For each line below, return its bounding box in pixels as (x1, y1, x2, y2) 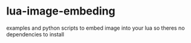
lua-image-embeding (6, 4, 116, 18)
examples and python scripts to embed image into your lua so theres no (6, 24, 186, 31)
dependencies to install (6, 30, 65, 38)
